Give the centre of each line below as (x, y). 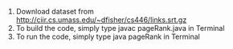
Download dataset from (55, 11)
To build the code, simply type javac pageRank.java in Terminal (120, 28)
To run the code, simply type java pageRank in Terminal (108, 36)
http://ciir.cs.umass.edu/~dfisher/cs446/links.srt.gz (101, 20)
